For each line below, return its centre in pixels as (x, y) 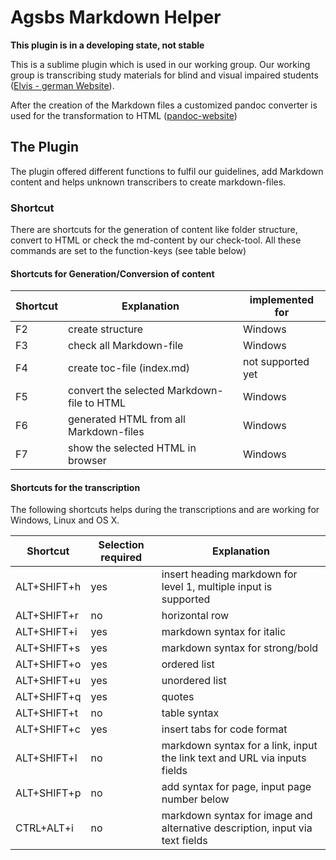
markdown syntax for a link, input (239, 746)
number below (195, 799)
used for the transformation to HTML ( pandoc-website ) (124, 115)
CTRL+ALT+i (44, 828)
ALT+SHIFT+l (46, 758)
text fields (184, 841)
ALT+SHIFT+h (48, 587)
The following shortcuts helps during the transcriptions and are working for (165, 510)
